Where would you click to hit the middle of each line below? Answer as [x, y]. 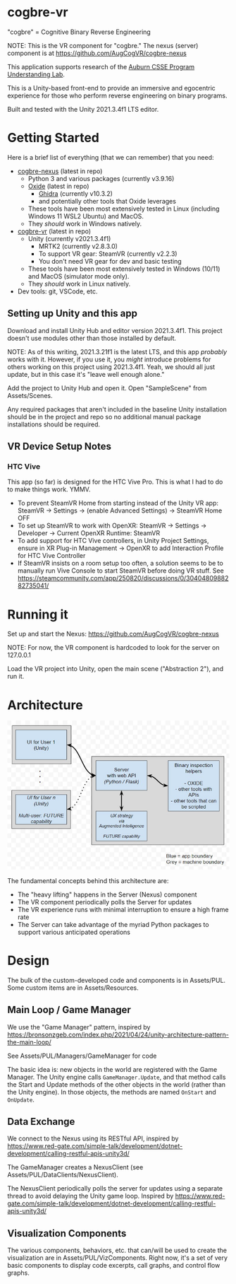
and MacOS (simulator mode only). [79, 276]
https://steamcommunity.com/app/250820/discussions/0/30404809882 [123, 578]
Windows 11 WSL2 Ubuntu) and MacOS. [86, 216]
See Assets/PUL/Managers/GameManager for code [82, 1056]
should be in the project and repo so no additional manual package [104, 416]
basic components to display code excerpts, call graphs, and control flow [114, 1266]
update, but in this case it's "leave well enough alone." [86, 374]
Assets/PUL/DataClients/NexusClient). [63, 1175]
